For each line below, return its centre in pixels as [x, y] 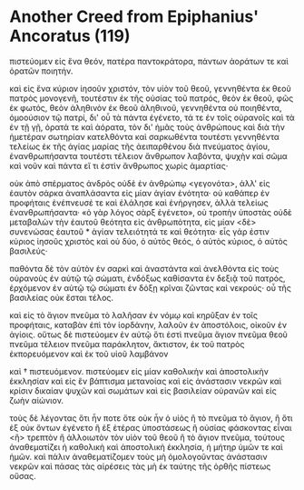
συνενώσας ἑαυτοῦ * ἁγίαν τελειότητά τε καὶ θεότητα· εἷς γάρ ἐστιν [139, 231]
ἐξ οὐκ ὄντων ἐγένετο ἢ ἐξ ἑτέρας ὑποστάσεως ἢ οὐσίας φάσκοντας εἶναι [151, 427]
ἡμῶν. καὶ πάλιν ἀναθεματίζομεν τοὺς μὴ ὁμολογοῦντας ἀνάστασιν [138, 456]
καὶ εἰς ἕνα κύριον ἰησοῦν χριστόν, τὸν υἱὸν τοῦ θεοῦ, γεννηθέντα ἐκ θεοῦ [151, 88]
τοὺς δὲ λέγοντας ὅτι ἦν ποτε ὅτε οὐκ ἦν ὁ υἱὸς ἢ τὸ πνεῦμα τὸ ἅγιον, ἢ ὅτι [151, 418]
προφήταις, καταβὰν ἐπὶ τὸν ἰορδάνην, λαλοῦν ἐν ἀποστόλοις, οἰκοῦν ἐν [148, 325]
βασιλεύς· [29, 251]
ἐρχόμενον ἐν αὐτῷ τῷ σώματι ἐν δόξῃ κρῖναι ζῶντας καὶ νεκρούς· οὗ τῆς [151, 287]
